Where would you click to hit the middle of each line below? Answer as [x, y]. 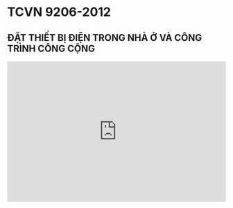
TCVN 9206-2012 [59, 12]
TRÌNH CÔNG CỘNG [51, 48]
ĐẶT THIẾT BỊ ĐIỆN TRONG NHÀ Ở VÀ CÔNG [105, 38]
